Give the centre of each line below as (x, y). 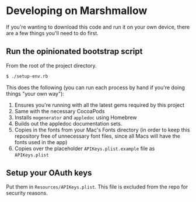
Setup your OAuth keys (49, 173)
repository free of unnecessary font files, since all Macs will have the (97, 136)
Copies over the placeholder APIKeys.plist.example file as (85, 148)
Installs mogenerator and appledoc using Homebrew (76, 117)
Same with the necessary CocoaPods (60, 111)
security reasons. (27, 193)
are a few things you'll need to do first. (52, 33)
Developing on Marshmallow (77, 11)
